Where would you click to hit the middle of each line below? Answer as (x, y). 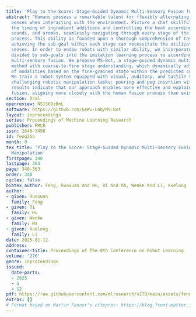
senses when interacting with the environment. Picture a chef (90, 22)
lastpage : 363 (23, 164)
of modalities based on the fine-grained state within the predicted (97, 71)
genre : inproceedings (32, 262)
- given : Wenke (24, 218)
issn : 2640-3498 (26, 131)
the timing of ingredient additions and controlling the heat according (101, 28)
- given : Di (20, 207)
